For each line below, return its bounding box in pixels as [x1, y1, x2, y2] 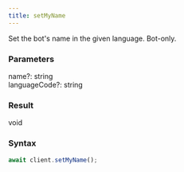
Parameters [8, 53, 54, 64]
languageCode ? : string [8, 80, 84, 89]
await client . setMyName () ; [8, 156, 98, 164]
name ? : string [8, 71, 53, 80]
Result [8, 100, 34, 111]
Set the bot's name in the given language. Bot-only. [8, 33, 177, 43]
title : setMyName [8, 11, 66, 20]
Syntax [8, 138, 37, 149]
